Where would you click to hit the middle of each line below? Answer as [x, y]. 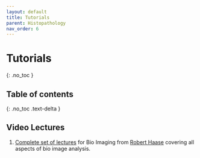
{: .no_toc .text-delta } [33, 109]
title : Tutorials [28, 17]
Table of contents [40, 94]
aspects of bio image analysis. [53, 148]
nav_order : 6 [23, 29]
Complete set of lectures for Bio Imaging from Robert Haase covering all [105, 142]
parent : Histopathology [36, 23]
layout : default [27, 12]
